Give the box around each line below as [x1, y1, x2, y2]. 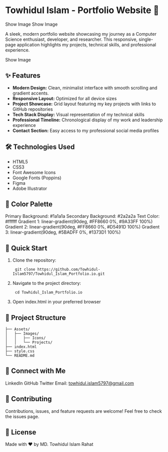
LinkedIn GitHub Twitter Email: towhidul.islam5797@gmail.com [5, 380, 134, 386]
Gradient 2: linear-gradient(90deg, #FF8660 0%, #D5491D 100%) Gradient [5, 224, 160, 230]
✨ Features [5, 71, 41, 80]
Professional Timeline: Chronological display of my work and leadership [12, 117, 163, 123]
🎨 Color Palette [5, 200, 53, 208]
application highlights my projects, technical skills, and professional [17, 41, 156, 47]
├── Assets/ [5, 327, 30, 332]
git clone [15, 267, 36, 272]
